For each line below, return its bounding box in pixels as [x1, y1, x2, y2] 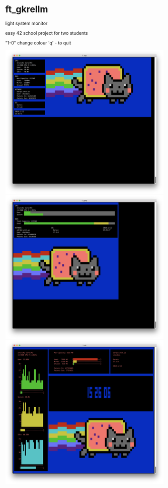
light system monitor [5, 20, 48, 26]
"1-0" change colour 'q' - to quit [5, 39, 71, 46]
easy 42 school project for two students [5, 30, 88, 36]
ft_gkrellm [5, 4, 48, 15]
